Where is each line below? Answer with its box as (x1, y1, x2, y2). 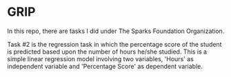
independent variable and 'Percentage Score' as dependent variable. (7, 62, 203, 70)
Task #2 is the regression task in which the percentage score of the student (7, 40, 222, 48)
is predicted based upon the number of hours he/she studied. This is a (7, 47, 208, 56)
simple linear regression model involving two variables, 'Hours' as (7, 54, 194, 63)
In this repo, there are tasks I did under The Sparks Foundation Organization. (7, 27, 225, 35)
